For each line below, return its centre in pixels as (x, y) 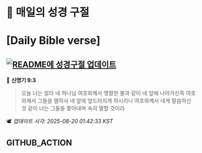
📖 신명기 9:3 (21, 80)
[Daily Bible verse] (53, 41)
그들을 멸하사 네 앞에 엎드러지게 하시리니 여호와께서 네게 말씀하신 (114, 101)
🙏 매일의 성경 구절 (48, 12)
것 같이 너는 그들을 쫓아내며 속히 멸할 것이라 (73, 108)
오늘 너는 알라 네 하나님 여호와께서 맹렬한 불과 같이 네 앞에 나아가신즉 (103, 93)
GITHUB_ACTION (39, 142)
